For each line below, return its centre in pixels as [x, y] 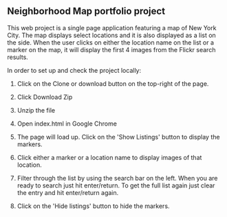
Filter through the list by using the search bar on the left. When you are [117, 178]
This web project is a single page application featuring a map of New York [112, 27]
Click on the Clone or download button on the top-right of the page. [113, 83]
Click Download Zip [45, 97]
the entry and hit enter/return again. [68, 192]
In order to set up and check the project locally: [74, 70]
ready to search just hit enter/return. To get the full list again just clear [116, 185]
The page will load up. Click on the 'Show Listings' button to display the [118, 137]
